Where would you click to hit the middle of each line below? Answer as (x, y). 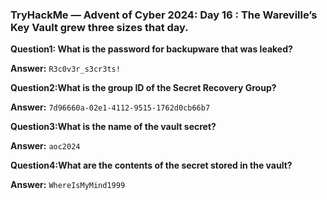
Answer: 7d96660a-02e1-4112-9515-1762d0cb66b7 (110, 107)
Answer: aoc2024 (45, 146)
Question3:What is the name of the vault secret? (113, 127)
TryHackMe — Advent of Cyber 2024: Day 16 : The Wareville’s (164, 15)
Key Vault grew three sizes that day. (99, 27)
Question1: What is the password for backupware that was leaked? (151, 49)
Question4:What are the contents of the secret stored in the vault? (151, 165)
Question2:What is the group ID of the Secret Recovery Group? (143, 88)
